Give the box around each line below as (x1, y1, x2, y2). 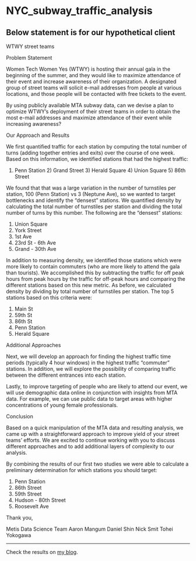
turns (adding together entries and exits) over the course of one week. (6, 149, 175, 156)
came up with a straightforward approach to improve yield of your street (6, 431, 180, 437)
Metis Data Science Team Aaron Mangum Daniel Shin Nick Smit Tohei (6, 525, 173, 532)
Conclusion (6, 413, 34, 419)
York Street (14, 227, 42, 233)
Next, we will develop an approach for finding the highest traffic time (6, 353, 171, 360)
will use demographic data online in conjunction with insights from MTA (6, 389, 178, 396)
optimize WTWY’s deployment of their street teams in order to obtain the (6, 108, 181, 115)
